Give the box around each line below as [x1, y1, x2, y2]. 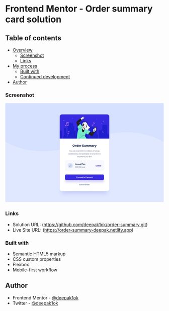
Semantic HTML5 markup [12, 251, 66, 257]
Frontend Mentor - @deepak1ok [12, 294, 79, 300]
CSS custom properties [12, 256, 61, 262]
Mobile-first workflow [12, 267, 58, 273]
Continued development [20, 74, 70, 79]
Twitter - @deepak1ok [12, 300, 59, 306]
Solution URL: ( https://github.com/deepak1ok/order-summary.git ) [12, 222, 148, 228]
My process [12, 63, 38, 69]
